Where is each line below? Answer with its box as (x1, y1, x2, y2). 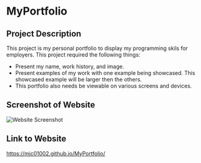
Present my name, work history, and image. (15, 63, 124, 70)
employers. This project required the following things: (6, 51, 141, 58)
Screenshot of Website (6, 100, 96, 110)
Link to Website (6, 134, 67, 144)
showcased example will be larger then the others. (15, 76, 142, 83)
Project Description (6, 29, 82, 39)
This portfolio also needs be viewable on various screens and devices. (15, 82, 192, 89)
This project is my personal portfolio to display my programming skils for (6, 44, 188, 52)
